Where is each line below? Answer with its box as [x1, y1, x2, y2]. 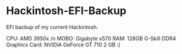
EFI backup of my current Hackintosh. [6, 23, 99, 31]
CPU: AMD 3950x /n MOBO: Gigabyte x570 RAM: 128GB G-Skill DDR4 [6, 35, 176, 42]
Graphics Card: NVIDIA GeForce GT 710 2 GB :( [6, 41, 121, 48]
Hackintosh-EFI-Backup [6, 4, 127, 18]
